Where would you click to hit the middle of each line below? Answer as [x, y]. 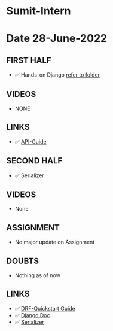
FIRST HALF [29, 60]
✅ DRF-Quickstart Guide [45, 308]
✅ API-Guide [30, 141]
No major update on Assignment [55, 242]
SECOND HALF [34, 161]
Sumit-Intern [39, 11]
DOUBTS [23, 261]
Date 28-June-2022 [57, 39]
